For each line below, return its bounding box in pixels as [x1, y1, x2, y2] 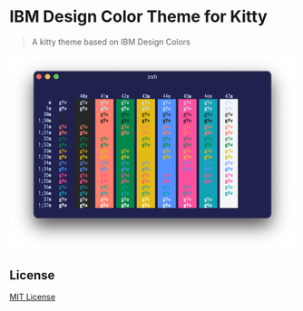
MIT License [9, 292, 56, 303]
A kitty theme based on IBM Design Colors [31, 36, 191, 47]
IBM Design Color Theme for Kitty [9, 6, 268, 27]
